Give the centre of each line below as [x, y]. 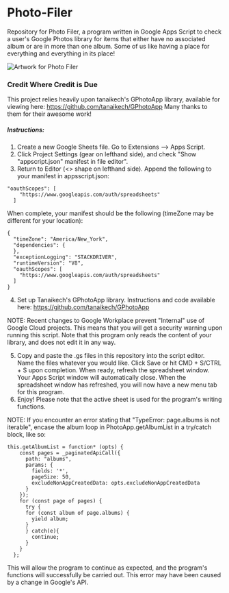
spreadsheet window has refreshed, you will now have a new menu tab [117, 385]
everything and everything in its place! [61, 53]
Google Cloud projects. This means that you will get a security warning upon [115, 328]
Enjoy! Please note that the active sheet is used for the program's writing [119, 400]
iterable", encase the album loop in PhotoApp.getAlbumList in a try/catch [109, 427]
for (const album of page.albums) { [77, 513]
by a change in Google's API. [48, 582]
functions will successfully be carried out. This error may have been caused [114, 575]
